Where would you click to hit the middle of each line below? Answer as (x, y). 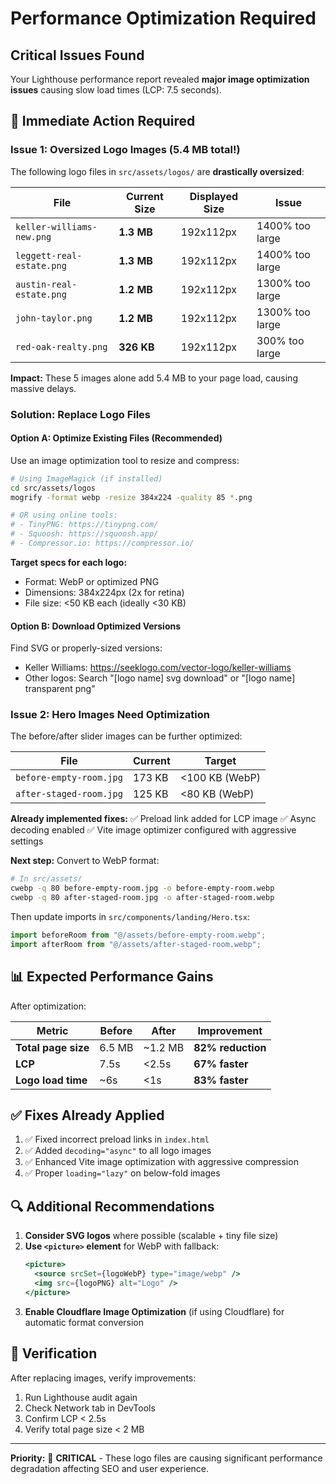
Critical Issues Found (77, 55)
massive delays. (43, 388)
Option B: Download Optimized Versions (96, 626)
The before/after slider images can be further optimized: (126, 736)
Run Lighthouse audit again (81, 1397)
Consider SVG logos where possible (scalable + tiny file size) (151, 1236)
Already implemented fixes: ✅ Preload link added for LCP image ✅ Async (163, 819)
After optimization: (48, 1006)
